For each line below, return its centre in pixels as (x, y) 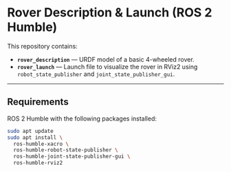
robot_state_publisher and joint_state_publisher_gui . (96, 74)
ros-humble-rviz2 (38, 163)
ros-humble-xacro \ (41, 144)
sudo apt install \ (35, 137)
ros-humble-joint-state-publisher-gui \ (72, 157)
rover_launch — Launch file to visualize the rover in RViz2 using (107, 66)
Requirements (38, 102)
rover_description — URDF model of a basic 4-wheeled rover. (106, 59)
